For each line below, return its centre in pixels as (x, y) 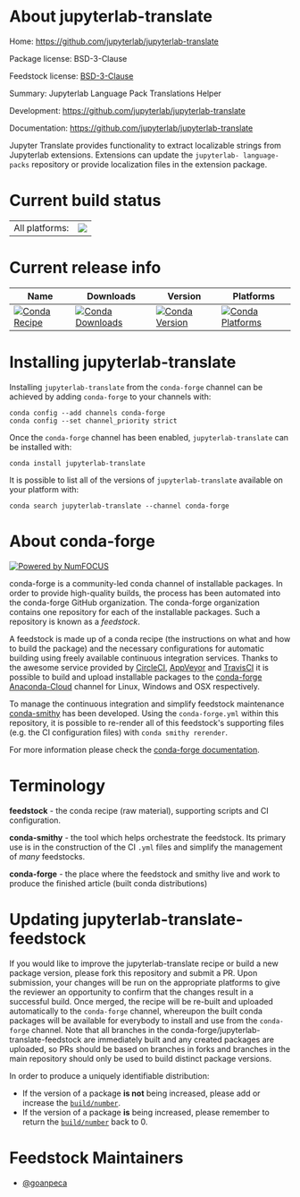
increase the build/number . (71, 1102)
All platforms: (42, 227)
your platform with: (44, 489)
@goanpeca (45, 1183)
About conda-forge (82, 541)
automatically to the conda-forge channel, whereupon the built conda (136, 1011)
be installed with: (41, 447)
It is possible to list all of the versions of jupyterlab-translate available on (146, 480)
